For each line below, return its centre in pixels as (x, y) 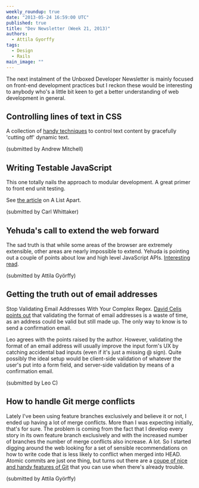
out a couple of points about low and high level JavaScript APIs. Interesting (98, 257)
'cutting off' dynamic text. (38, 138)
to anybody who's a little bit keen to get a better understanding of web (93, 91)
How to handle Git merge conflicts (71, 402)
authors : (17, 34)
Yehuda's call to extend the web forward (83, 231)
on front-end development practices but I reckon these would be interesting (99, 85)
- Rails (21, 56)
